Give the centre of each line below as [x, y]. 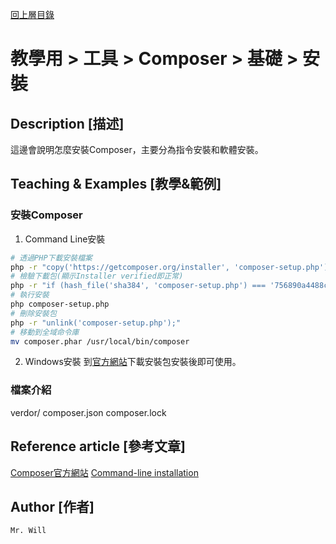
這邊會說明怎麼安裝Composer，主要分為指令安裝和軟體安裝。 [137, 149]
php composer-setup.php [60, 304]
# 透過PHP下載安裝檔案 [51, 258]
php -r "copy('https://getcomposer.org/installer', [120, 267]
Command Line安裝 [65, 239]
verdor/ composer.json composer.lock [88, 412]
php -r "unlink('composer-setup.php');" [96, 323]
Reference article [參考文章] [98, 446]
